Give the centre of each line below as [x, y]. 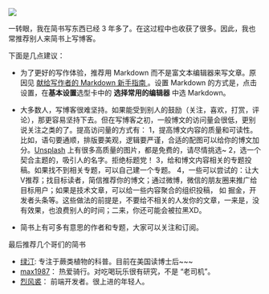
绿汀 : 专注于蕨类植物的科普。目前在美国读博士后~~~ [106, 261]
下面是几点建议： [37, 55]
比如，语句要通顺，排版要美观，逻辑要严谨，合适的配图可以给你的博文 [136, 140]
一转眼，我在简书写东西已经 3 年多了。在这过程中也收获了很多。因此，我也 [132, 29]
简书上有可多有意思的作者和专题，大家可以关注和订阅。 [111, 227]
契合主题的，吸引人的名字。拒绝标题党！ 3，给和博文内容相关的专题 [132, 160]
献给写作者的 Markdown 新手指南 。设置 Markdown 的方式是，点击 [147, 83]
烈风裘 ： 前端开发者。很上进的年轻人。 [84, 282]
